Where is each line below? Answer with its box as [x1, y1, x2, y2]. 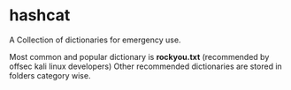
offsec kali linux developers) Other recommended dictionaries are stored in [9, 61, 283, 71]
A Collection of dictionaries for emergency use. [9, 34, 181, 45]
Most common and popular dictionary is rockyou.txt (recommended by [9, 51, 270, 62]
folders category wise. [9, 70, 91, 80]
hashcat [9, 5, 71, 26]
